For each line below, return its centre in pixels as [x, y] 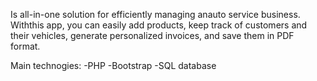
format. [25, 46]
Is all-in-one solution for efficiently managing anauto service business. [155, 14]
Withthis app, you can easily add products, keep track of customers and [159, 25]
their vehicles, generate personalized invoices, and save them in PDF [152, 35]
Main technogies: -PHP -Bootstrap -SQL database [113, 65]
